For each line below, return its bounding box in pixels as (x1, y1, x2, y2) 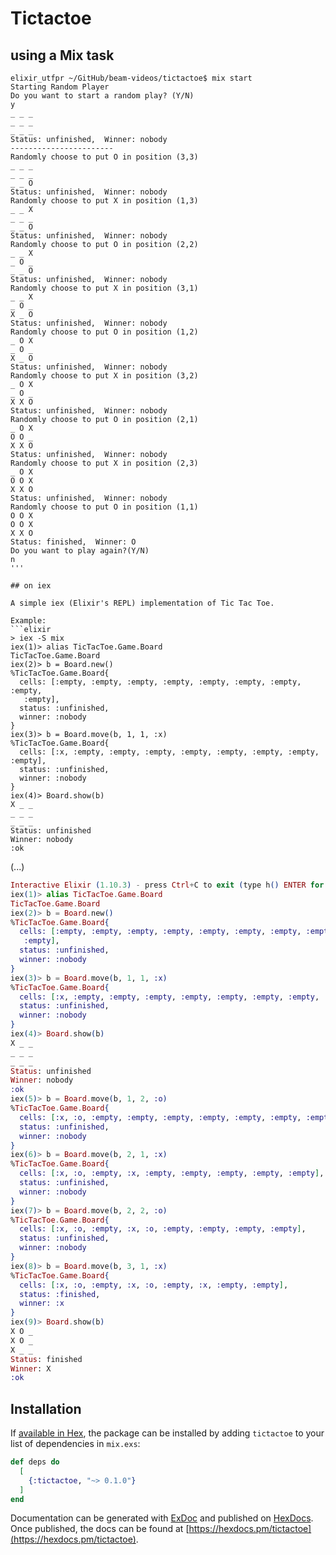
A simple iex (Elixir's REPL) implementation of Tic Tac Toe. (10, 598, 275, 608)
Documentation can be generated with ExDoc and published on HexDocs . (10, 1512, 314, 1524)
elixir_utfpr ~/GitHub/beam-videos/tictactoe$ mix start (10, 73, 253, 83)
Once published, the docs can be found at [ (10, 1523, 190, 1535)
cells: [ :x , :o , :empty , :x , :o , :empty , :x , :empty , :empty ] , (19, 1280, 289, 1290)
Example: (10, 616, 47, 626)
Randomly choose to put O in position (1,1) (10, 502, 199, 512)
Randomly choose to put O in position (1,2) (10, 327, 199, 337)
